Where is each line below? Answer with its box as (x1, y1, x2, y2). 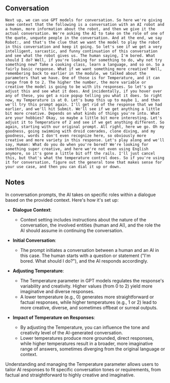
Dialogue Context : (12, 207, 52, 213)
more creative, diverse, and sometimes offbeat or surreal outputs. (20, 304, 158, 310)
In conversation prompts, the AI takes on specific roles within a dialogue (5, 191, 156, 198)
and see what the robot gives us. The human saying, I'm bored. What (5, 53, 156, 58)
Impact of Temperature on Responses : (12, 314, 95, 321)
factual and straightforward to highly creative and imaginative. (5, 372, 135, 378)
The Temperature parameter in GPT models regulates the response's (20, 277, 164, 283)
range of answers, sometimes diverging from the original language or (20, 345, 165, 352)
